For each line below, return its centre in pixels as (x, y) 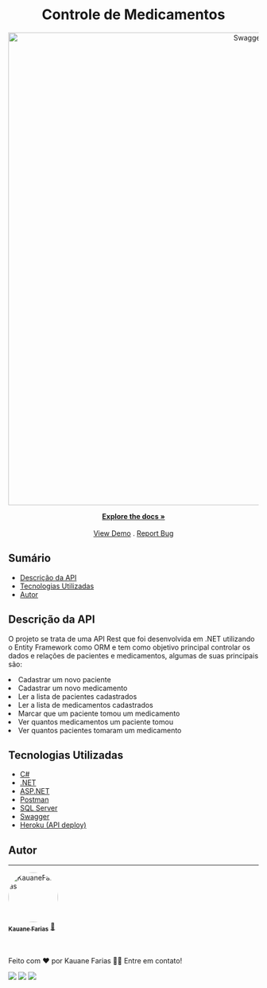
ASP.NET (35, 791)
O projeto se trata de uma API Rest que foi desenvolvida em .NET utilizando (132, 638)
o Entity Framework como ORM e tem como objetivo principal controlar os (129, 647)
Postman (34, 800)
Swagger (35, 817)
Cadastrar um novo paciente (65, 679)
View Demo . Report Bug (133, 533)
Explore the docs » (133, 516)
